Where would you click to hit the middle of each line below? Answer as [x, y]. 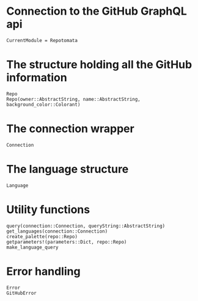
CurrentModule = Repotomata [42, 40]
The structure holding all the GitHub [99, 65]
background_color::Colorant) [43, 104]
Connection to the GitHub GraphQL [97, 11]
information [37, 78]
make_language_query [33, 247]
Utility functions [48, 209]
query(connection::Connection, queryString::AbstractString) [86, 226]
